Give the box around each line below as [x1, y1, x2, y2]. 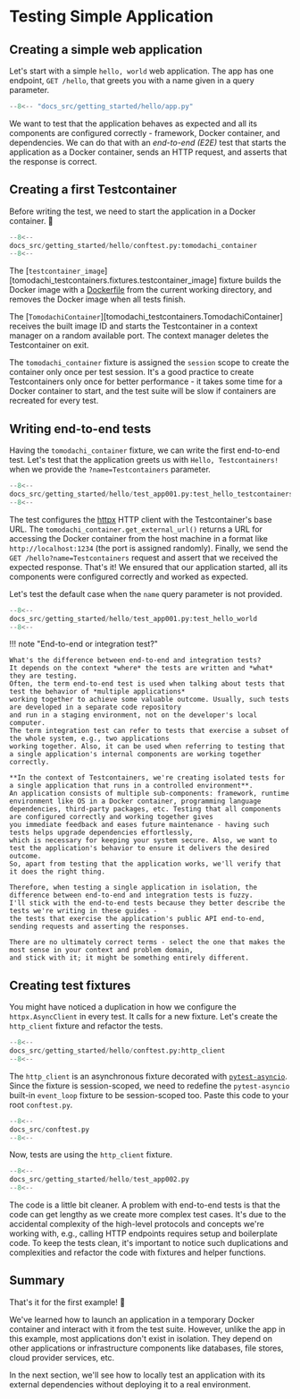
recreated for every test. [9, 396, 99, 406]
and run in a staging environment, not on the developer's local [9, 711, 257, 720]
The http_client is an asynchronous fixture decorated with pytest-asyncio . [9, 1071, 288, 1081]
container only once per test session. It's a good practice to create [9, 367, 254, 378]
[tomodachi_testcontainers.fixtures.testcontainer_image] [9, 275, 217, 286]
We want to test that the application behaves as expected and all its [9, 118, 257, 129]
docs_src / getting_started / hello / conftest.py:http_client [9, 1046, 226, 1055]
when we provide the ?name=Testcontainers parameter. [9, 464, 212, 475]
